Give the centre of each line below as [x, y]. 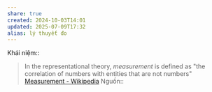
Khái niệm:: [23, 53]
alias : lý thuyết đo [37, 33]
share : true [24, 14]
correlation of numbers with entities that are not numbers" [108, 74]
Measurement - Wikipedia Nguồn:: [74, 82]
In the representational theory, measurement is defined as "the [115, 66]
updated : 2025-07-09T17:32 [47, 26]
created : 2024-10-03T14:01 [47, 20]
